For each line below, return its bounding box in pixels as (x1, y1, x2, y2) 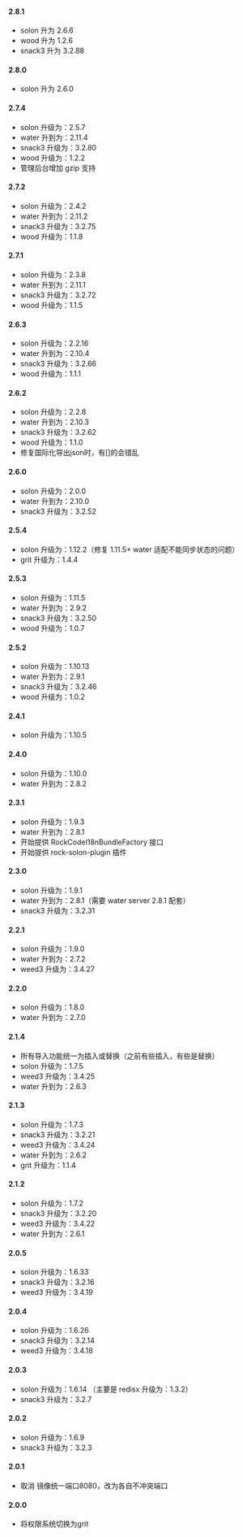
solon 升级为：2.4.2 (19, 201, 87, 211)
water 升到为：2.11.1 (19, 280, 87, 290)
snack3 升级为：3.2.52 (19, 506, 97, 516)
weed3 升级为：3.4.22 (19, 1219, 96, 1229)
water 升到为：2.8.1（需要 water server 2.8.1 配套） (19, 896, 190, 905)
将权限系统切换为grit (19, 1519, 89, 1529)
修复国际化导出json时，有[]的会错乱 (19, 448, 139, 458)
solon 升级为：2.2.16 (19, 338, 89, 349)
